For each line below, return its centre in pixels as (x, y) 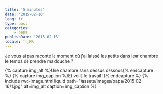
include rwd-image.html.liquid (35, 81)
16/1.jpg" (14, 86)
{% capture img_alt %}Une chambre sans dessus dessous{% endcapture (79, 70)
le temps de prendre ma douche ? (39, 61)
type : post (16, 23)
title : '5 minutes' (25, 10)
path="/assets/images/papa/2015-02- (105, 81)
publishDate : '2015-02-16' (33, 37)
